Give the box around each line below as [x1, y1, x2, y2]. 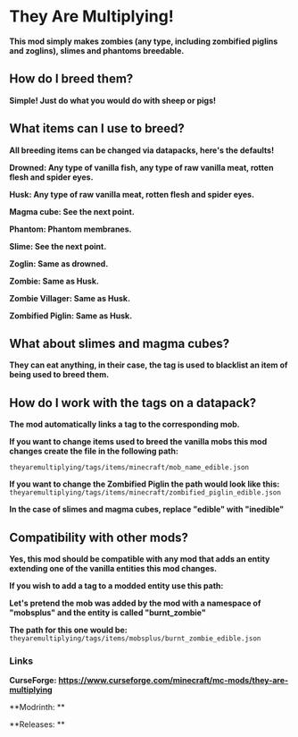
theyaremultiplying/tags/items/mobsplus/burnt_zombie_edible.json [9, 634, 261, 643]
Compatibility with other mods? [9, 529, 189, 545]
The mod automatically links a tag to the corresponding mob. [9, 419, 241, 430]
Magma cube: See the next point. [9, 206, 136, 216]
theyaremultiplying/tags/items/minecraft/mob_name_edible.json [9, 463, 250, 472]
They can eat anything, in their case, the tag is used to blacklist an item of [9, 360, 288, 370]
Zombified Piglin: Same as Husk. [9, 310, 133, 321]
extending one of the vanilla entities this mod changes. [9, 563, 218, 573]
